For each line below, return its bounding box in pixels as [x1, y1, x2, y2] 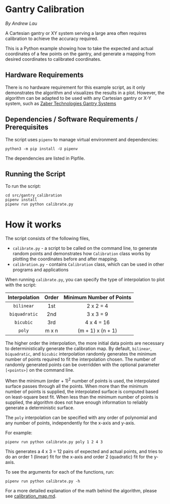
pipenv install [5, 198, 37, 203]
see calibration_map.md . [5, 493, 57, 499]
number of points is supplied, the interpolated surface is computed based [5, 389, 158, 395]
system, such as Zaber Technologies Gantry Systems [5, 100, 116, 106]
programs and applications [12, 267, 69, 273]
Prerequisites [5, 123, 49, 132]
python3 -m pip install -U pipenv [5, 146, 78, 151]
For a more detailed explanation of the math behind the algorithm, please [5, 487, 157, 493]
